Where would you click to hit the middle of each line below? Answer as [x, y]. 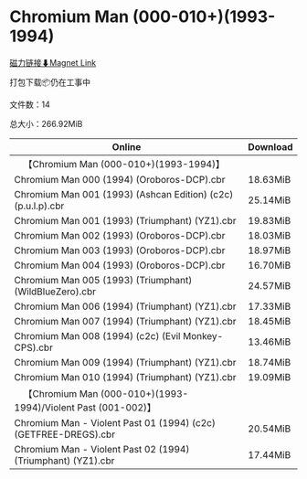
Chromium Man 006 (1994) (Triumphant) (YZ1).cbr [125, 306]
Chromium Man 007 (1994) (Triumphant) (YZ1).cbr [125, 321]
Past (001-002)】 [117, 407]
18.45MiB [270, 321]
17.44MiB [270, 454]
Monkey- [203, 335]
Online [127, 146]
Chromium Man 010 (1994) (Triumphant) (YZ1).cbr [125, 377]
